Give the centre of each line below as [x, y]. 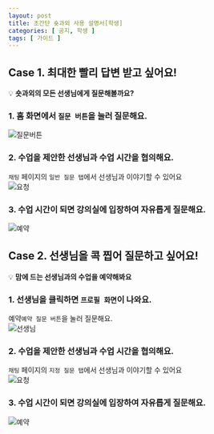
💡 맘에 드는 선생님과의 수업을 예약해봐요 [70, 276]
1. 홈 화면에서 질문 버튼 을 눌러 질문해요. [78, 115]
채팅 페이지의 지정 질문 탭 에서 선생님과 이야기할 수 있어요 [95, 370]
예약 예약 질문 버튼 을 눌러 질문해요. [61, 319]
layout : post [30, 16]
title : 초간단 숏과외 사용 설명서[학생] [66, 23]
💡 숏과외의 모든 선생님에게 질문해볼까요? [71, 94]
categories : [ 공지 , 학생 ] [52, 30]
